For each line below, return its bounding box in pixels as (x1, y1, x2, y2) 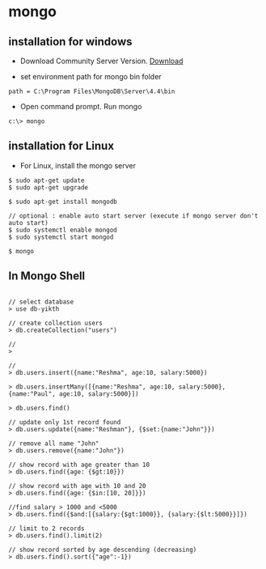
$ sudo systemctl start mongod (8, 233, 114, 241)
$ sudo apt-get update (8, 176, 85, 185)
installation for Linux (8, 139, 115, 153)
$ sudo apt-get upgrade (8, 183, 89, 192)
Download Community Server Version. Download (19, 56, 184, 66)
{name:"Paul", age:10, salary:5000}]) (8, 389, 139, 398)
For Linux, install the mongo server (19, 160, 136, 170)
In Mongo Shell (8, 270, 86, 283)
